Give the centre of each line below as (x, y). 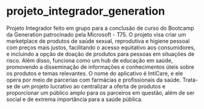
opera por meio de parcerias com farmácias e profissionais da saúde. (94, 80)
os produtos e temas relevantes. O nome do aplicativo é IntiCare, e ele (95, 73)
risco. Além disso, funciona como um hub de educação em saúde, (89, 60)
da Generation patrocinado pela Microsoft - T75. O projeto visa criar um (96, 34)
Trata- (190, 80)
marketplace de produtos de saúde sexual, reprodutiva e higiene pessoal (98, 41)
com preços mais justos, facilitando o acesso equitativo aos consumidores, (101, 47)
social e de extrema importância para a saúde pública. (75, 99)
